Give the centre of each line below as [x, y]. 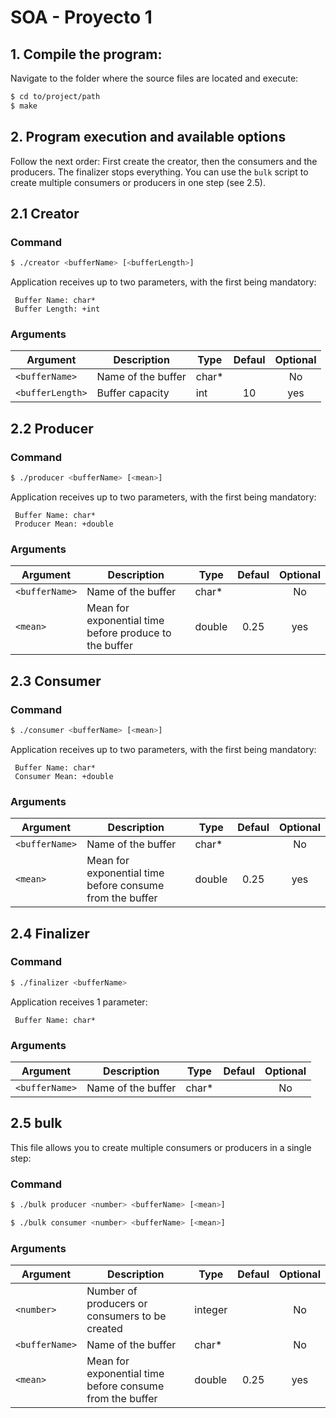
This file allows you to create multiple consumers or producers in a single [161, 1147]
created [104, 1329]
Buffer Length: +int [57, 309]
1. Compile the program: [86, 54]
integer [211, 1310]
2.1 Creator [45, 213]
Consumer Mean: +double [64, 776]
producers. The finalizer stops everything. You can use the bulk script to [159, 172]
